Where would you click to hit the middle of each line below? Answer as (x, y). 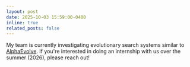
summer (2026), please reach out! (48, 58)
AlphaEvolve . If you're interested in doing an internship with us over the (94, 52)
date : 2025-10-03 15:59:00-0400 (46, 17)
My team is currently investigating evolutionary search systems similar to (95, 45)
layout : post (22, 12)
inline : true (22, 23)
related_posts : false (33, 28)
